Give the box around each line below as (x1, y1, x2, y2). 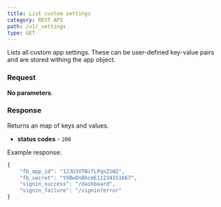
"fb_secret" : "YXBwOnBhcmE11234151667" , (19, 174, 137, 181)
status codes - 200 (17, 135, 71, 143)
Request (7, 73, 36, 83)
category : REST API (7, 17, 64, 23)
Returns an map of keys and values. (7, 121, 109, 130)
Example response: (7, 148, 62, 156)
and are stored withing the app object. (7, 56, 116, 64)
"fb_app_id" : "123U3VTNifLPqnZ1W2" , (19, 168, 126, 175)
